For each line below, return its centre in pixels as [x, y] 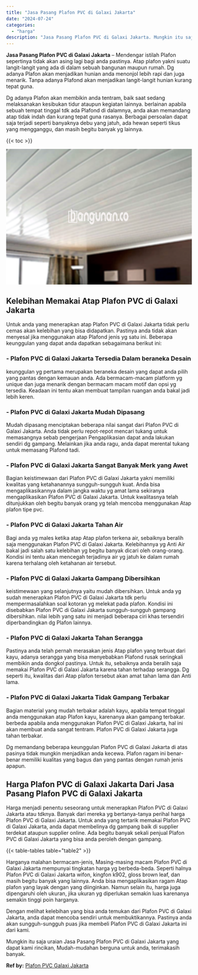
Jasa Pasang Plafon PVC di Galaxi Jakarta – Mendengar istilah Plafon [91, 55]
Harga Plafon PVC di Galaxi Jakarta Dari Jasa [90, 784]
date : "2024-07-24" [30, 19]
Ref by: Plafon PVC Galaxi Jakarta [47, 966]
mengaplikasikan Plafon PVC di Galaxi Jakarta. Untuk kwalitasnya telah [92, 497]
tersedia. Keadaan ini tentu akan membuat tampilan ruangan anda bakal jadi [98, 390]
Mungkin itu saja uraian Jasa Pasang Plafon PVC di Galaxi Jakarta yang [93, 942]
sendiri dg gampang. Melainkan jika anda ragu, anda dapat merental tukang [98, 444]
